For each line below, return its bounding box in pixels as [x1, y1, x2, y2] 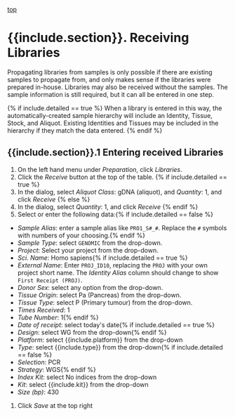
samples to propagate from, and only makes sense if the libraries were [7, 75, 211, 84]
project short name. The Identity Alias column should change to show [17, 268, 219, 277]
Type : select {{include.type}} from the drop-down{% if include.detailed [17, 343, 223, 351]
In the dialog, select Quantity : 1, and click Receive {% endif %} [17, 202, 199, 211]
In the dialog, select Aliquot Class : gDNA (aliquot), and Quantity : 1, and [17, 187, 222, 196]
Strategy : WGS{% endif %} [17, 365, 97, 373]
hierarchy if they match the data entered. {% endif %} [7, 126, 163, 135]
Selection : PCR [17, 357, 61, 366]
